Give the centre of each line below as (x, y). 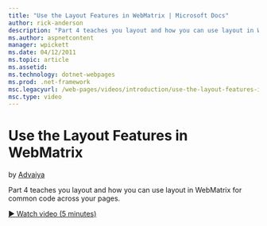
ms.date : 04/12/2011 (43, 52)
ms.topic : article (39, 60)
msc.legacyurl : (33, 89)
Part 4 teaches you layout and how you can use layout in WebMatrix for (125, 190)
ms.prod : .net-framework (49, 82)
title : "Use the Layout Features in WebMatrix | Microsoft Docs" (118, 15)
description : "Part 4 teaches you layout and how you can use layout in (131, 30)
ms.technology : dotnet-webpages (62, 75)
